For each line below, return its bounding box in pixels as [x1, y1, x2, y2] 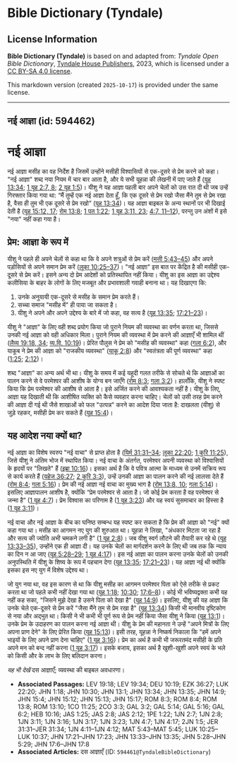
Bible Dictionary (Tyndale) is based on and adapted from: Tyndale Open [7, 52, 219, 60]
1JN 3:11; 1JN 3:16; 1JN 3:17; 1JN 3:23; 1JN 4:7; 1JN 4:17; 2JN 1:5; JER [17, 717, 219, 726]
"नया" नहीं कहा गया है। [7, 215, 61, 223]
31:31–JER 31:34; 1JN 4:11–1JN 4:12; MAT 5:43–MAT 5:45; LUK [17, 725, 198, 733]
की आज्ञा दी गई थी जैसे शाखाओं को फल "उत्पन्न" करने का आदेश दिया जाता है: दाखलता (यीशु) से [7, 401, 220, 409]
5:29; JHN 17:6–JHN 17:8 [17, 740, 90, 748]
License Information [7, 33, 97, 45]
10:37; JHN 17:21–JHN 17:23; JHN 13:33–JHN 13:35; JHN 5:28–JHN [31, 732, 226, 740]
